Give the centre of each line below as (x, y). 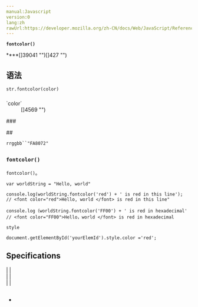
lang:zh (16, 22)
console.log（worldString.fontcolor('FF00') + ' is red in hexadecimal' (97, 211)
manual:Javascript (29, 12)
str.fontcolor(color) (33, 89)
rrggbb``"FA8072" (27, 143)
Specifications (33, 256)
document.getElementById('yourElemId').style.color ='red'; (82, 238)
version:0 (18, 17)
